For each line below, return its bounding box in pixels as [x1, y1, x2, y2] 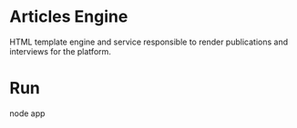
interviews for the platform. [9, 45, 112, 56]
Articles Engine [9, 6, 128, 27]
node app [9, 107, 46, 119]
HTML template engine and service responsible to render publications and [9, 36, 289, 47]
